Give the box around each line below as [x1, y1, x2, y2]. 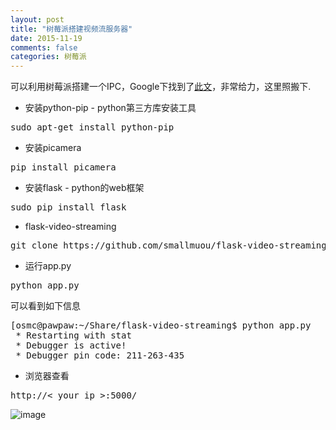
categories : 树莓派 [10, 52, 87, 62]
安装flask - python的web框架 [24, 182, 145, 194]
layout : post [10, 14, 65, 25]
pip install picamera [10, 162, 117, 173]
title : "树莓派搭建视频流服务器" [10, 24, 133, 34]
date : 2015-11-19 [10, 33, 83, 43]
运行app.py [24, 260, 72, 272]
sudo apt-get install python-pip [10, 122, 175, 133]
